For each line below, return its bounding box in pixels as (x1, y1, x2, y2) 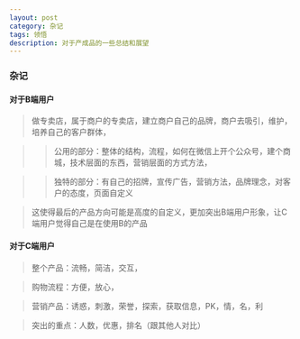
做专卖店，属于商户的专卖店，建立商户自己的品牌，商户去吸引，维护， (31, 115, 293, 126)
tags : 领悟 (9, 30, 48, 39)
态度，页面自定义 (69, 188, 133, 198)
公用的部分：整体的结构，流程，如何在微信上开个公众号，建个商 (53, 146, 291, 157)
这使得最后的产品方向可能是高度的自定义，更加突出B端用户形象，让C (31, 206, 288, 217)
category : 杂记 (9, 22, 64, 31)
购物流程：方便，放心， (31, 281, 119, 292)
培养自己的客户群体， (31, 127, 111, 138)
